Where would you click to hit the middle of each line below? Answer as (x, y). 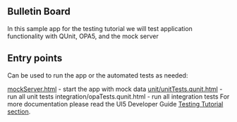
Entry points (35, 58)
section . (19, 111)
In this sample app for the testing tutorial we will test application (100, 28)
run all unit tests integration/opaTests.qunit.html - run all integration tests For (119, 96)
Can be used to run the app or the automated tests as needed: (98, 75)
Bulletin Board (39, 12)
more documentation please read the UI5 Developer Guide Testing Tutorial (115, 104)
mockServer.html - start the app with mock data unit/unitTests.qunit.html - (115, 89)
